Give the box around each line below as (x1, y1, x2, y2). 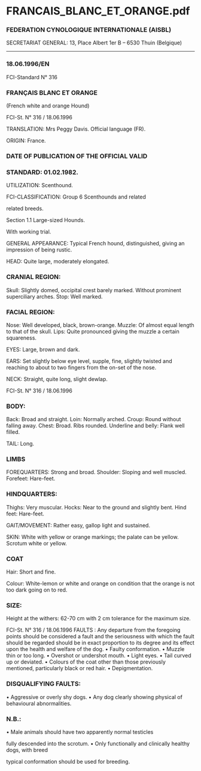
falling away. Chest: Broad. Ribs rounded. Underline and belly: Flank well (6, 422, 185, 430)
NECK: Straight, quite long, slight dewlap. (6, 375, 108, 382)
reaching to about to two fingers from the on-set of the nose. (6, 364, 157, 371)
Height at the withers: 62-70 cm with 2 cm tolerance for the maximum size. (6, 615, 191, 622)
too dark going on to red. (6, 586, 68, 593)
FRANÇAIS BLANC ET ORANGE (6, 88, 98, 97)
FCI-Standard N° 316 (6, 73, 58, 80)
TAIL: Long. (6, 440, 35, 448)
